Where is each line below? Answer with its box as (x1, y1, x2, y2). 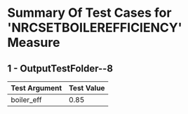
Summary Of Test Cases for (7, 5, 172, 21)
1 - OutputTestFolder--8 (7, 62, 114, 74)
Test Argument (11, 83, 62, 92)
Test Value (69, 83, 105, 92)
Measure (7, 35, 60, 50)
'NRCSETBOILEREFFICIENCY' (7, 20, 182, 36)
